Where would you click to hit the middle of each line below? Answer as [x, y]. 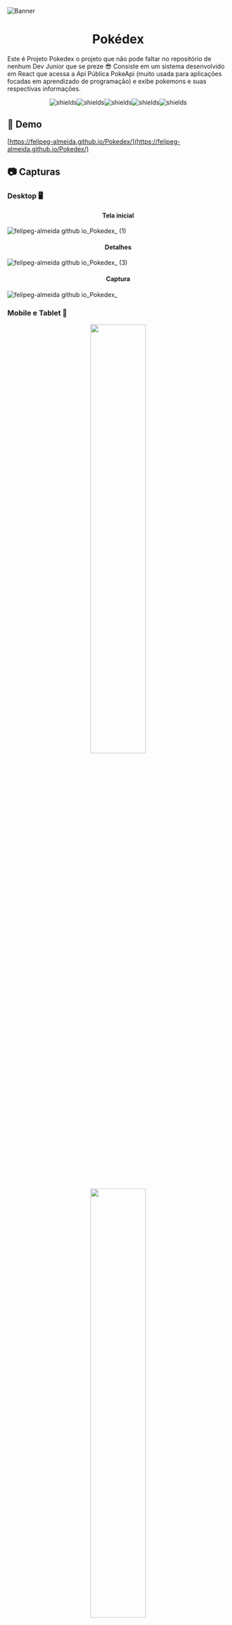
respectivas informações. [44, 89]
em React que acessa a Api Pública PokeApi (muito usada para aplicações [115, 73]
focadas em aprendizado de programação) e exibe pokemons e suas [107, 81]
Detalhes [118, 247]
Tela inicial [118, 215]
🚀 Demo [25, 124]
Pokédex [118, 39]
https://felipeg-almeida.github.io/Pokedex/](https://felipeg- [95, 142]
